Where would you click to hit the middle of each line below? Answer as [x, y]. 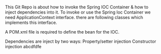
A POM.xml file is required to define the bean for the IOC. [62, 32]
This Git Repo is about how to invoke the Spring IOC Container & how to [77, 7]
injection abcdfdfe [23, 46]
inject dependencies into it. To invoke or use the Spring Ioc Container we [78, 12]
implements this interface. [31, 22]
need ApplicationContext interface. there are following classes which [74, 17]
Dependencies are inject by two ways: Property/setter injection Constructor [81, 41]
